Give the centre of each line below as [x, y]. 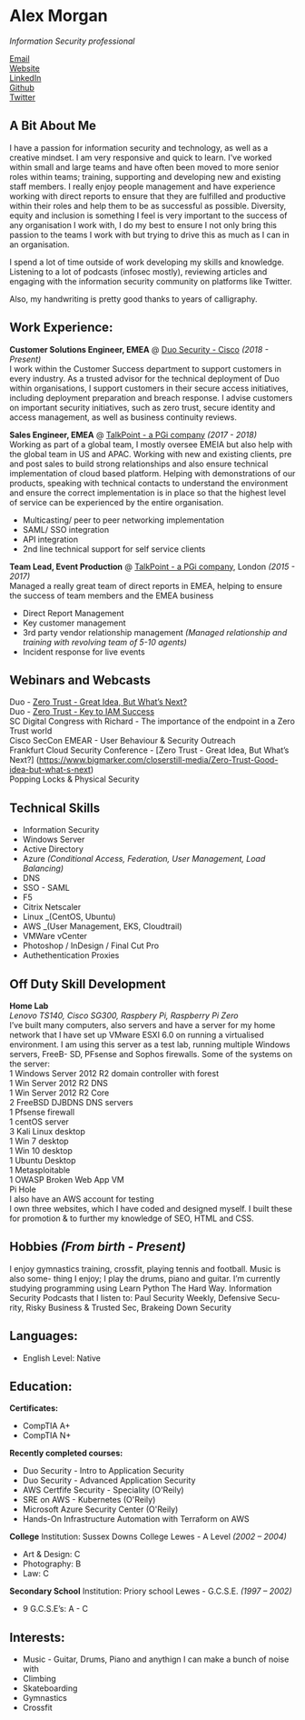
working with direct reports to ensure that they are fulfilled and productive [148, 195]
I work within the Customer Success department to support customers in [145, 368]
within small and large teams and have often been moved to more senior [144, 167]
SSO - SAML [46, 888]
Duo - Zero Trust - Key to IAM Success [82, 712]
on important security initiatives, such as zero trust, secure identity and [143, 407]
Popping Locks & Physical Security [74, 779]
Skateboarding [50, 1688]
